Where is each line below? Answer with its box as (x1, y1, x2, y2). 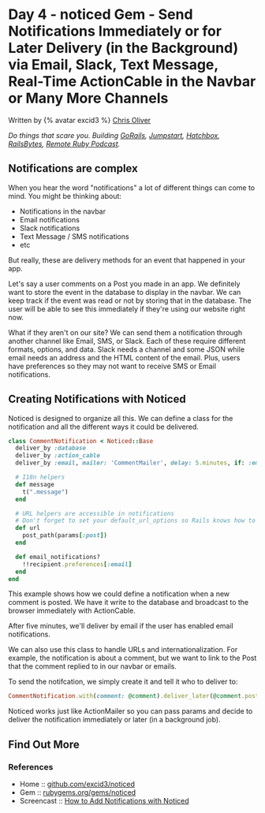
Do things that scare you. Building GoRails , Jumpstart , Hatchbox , (8, 130, 221, 140)
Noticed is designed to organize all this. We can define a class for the (8, 413, 233, 423)
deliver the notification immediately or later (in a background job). (8, 715, 221, 725)
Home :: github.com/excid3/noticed (19, 779, 136, 789)
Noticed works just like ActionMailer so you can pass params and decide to (8, 707, 253, 716)
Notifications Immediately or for (8, 22, 222, 40)
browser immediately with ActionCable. (8, 606, 136, 616)
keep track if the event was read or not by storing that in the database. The (8, 296, 252, 305)
